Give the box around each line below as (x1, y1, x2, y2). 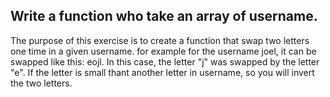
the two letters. (10, 77, 73, 89)
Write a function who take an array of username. (10, 8, 318, 25)
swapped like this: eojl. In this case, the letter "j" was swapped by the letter (10, 55, 320, 68)
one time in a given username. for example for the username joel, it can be (10, 45, 317, 57)
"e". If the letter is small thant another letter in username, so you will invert (10, 66, 315, 78)
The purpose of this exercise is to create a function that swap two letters (10, 34, 310, 46)
